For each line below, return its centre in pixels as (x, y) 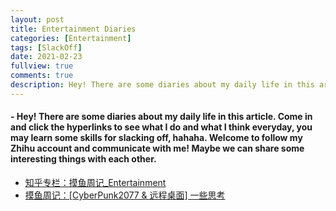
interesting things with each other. (83, 159)
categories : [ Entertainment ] (71, 38)
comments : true (42, 76)
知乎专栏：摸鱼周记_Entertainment (95, 182)
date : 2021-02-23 (46, 57)
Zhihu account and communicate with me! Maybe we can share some (157, 148)
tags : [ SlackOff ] (46, 47)
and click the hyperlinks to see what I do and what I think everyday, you (161, 127)
